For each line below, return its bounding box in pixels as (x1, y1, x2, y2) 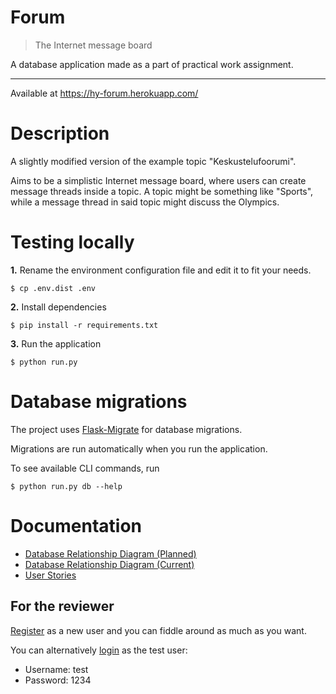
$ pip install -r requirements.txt (10, 320, 159, 330)
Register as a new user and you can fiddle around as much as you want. (10, 624, 307, 636)
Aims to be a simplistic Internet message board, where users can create (10, 174, 307, 186)
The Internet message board (34, 39, 153, 51)
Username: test (24, 663, 89, 675)
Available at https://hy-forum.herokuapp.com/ (10, 87, 199, 99)
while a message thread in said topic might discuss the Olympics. (10, 196, 280, 208)
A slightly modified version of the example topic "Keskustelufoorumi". (10, 155, 297, 167)
